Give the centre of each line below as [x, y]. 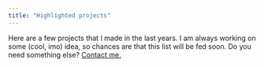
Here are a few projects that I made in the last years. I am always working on [132, 38]
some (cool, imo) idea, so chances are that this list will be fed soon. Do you [130, 46]
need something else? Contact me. [65, 54]
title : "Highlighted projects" [59, 15]
